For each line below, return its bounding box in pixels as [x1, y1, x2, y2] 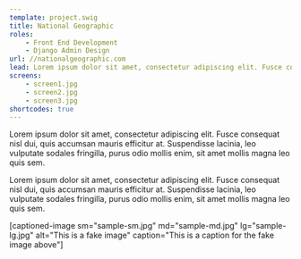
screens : [9, 71, 42, 80]
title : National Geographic [9, 21, 115, 30]
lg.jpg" [9, 230, 34, 241]
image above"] [9, 239, 64, 250]
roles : [9, 29, 34, 38]
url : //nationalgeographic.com [9, 54, 126, 63]
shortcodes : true [9, 104, 74, 113]
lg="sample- [240, 221, 287, 231]
